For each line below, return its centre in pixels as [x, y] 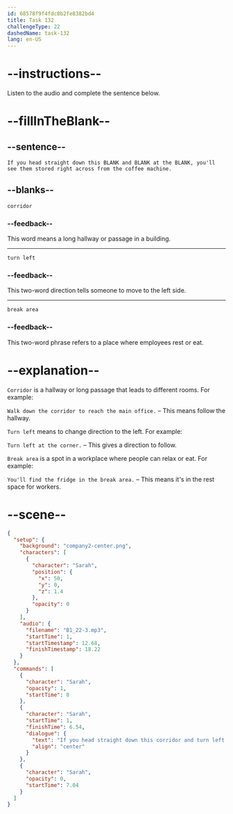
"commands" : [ [34, 669]
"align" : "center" [59, 747]
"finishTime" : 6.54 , [55, 727]
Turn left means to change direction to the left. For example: [95, 431]
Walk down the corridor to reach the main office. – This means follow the [116, 410]
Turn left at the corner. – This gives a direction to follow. [92, 445]
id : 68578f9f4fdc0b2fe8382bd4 [51, 14]
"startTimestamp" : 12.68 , [63, 643]
